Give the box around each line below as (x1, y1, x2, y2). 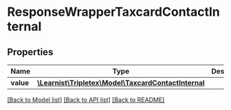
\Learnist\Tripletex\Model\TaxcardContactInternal (36, 78, 205, 87)
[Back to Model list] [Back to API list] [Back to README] (7, 96, 165, 104)
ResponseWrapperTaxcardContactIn (7, 4, 220, 20)
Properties (7, 46, 54, 58)
